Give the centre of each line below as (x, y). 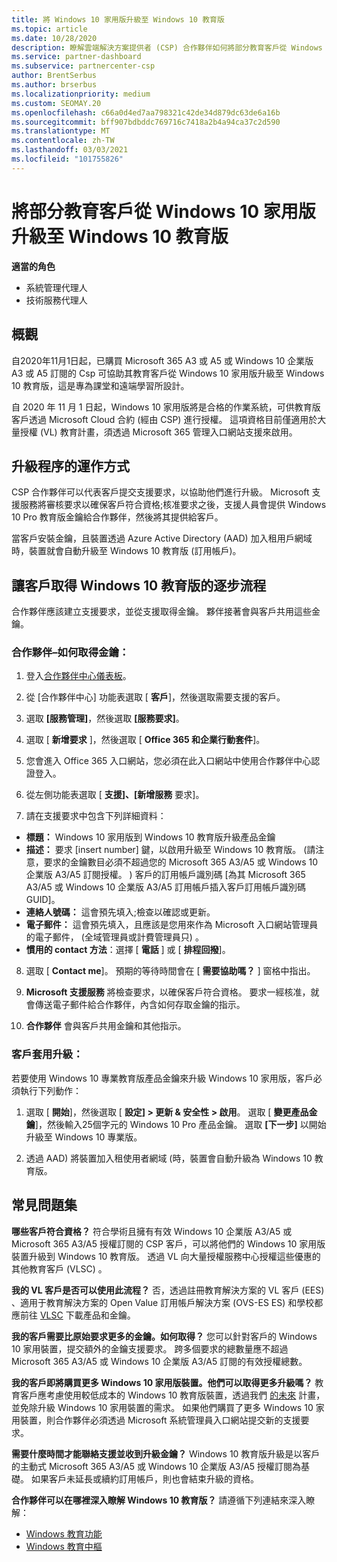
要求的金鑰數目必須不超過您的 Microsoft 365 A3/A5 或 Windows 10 (181, 862)
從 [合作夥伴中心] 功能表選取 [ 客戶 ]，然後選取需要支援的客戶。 (155, 697)
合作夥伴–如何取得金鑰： (70, 653)
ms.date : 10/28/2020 (54, 38)
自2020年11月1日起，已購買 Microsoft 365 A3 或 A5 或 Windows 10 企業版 (162, 360)
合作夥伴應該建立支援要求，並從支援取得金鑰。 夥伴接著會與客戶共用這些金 (166, 612)
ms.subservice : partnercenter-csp (83, 66)
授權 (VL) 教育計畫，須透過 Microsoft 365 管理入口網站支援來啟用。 (158, 432)
